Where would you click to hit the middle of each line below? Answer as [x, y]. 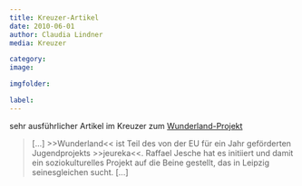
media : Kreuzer [38, 43]
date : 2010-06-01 [42, 26]
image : [22, 68]
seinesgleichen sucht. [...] [80, 172]
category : [28, 60]
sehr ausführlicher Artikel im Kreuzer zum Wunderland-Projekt [126, 126]
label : [22, 100]
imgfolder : [30, 84]
